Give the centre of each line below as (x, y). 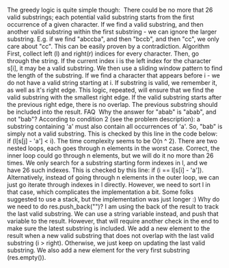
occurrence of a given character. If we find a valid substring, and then (105, 24)
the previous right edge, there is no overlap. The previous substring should (112, 105)
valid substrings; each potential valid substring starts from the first (101, 17)
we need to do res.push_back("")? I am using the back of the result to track (113, 206)
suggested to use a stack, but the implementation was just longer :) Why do (113, 199)
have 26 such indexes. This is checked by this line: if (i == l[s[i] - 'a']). (105, 170)
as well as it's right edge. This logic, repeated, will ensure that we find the (111, 90)
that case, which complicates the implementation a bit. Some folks (100, 192)
